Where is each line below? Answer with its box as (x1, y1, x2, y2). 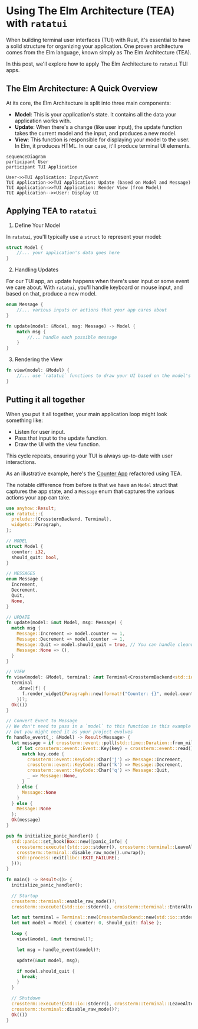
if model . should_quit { (16, 968, 75, 974)
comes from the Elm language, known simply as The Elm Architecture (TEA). (6, 48, 192, 56)
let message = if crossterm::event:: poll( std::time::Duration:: (11, 740, 173, 746)
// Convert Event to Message (6, 718, 78, 724)
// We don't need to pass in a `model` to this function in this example (6, 723, 192, 729)
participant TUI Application (6, 164, 78, 170)
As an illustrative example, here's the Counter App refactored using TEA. (6, 470, 183, 477)
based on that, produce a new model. (6, 290, 97, 297)
